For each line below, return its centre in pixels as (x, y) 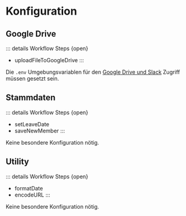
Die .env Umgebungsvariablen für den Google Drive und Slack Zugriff (93, 72)
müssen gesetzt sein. (33, 78)
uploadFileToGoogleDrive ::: (49, 60)
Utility (17, 162)
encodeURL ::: (32, 195)
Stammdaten (31, 98)
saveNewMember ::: (40, 131)
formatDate (29, 188)
